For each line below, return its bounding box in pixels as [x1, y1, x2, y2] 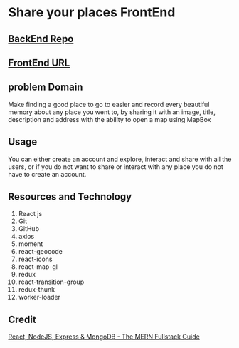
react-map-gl [18, 262, 58, 271]
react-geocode [18, 247, 63, 256]
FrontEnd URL [8, 56, 70, 68]
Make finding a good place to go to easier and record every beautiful [8, 100, 210, 108]
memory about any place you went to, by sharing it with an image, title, [8, 108, 216, 116]
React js [18, 210, 43, 218]
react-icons [18, 255, 53, 264]
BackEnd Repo [8, 33, 74, 45]
